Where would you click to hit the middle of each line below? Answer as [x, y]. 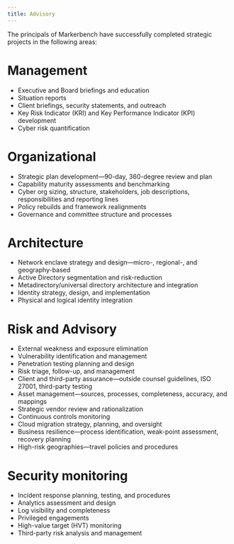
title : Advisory [31, 14]
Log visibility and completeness [64, 511]
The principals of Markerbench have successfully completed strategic [110, 34]
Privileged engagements [53, 518]
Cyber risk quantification [54, 128]
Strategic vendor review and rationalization [80, 409]
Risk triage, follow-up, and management [76, 371]
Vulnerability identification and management [82, 356]
